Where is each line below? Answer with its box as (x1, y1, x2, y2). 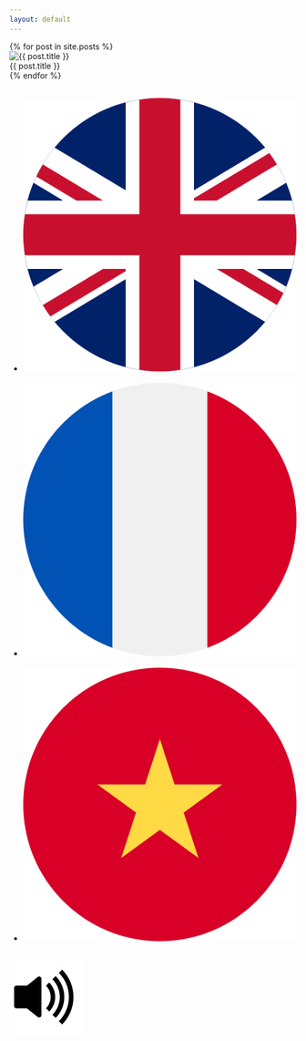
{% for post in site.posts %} (9, 41, 114, 52)
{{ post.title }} (9, 60, 61, 71)
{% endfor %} (9, 69, 62, 81)
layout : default (9, 15, 71, 24)
